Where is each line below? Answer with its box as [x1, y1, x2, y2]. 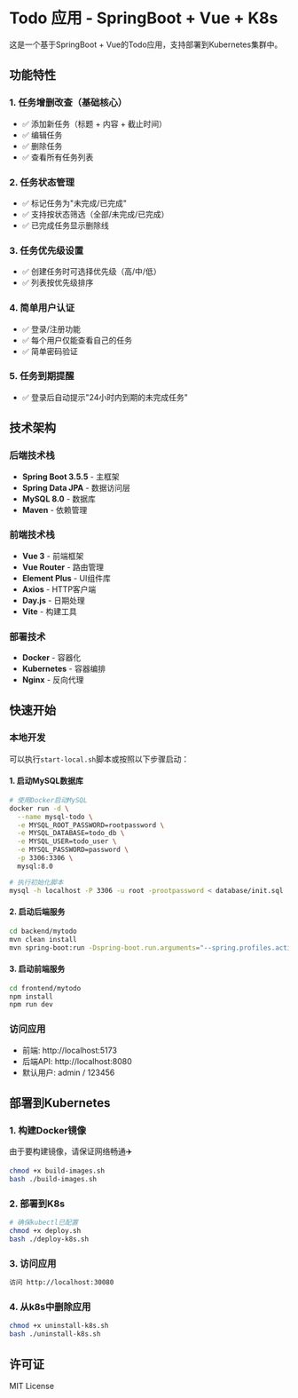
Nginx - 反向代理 [21, 675, 84, 685]
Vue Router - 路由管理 [21, 561, 105, 573]
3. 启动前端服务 [9, 964, 66, 975]
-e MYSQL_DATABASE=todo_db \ [17, 829, 125, 838]
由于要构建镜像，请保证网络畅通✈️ [9, 1146, 133, 1157]
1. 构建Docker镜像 [9, 1124, 87, 1136]
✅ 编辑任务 [21, 130, 63, 140]
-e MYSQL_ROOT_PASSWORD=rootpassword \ [17, 820, 165, 830]
